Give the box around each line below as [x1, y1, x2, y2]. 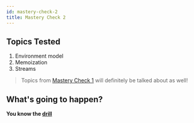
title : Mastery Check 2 [6, 14, 66, 20]
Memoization [14, 59, 48, 66]
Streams [14, 65, 36, 73]
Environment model [14, 52, 64, 60]
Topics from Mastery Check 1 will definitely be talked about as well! [20, 77, 188, 84]
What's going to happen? [6, 94, 103, 104]
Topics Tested [6, 37, 61, 47]
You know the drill [6, 110, 52, 118]
